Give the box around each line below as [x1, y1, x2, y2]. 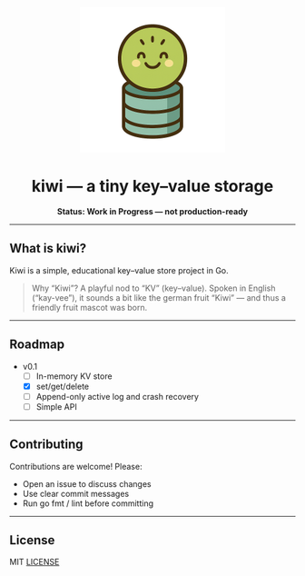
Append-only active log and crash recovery [35, 391, 200, 402]
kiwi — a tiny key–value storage [31, 176, 274, 197]
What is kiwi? [9, 241, 87, 256]
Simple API [35, 401, 77, 412]
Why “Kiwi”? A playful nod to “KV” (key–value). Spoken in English [31, 283, 276, 293]
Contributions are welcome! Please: [9, 461, 143, 472]
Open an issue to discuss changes [22, 478, 152, 489]
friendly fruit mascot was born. [31, 302, 148, 313]
